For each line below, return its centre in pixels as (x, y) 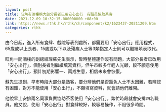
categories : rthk (23, 28)
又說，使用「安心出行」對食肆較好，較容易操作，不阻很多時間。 (83, 105)
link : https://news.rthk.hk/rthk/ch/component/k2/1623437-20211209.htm (80, 23)
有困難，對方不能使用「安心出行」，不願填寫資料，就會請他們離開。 (73, 88)
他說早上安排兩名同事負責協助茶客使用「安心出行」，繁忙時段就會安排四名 (80, 98)
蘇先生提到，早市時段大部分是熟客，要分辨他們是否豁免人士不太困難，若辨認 (83, 82)
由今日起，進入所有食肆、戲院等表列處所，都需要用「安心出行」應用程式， (81, 43)
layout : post (19, 10)
